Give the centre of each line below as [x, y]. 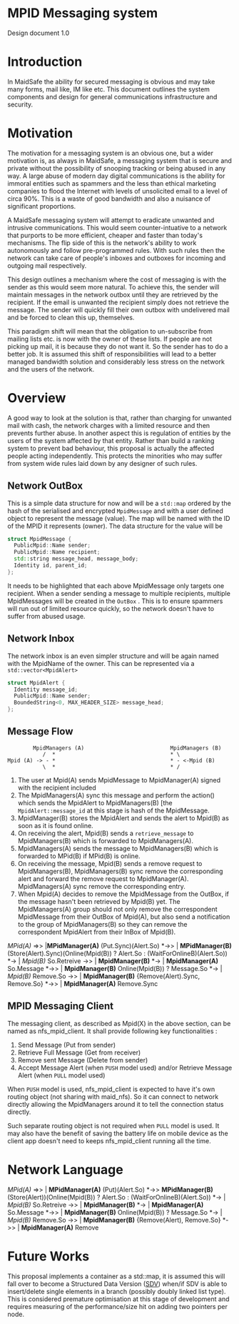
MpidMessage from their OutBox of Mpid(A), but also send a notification [124, 917]
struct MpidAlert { [36, 683]
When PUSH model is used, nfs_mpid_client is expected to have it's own [111, 1089]
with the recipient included [57, 787]
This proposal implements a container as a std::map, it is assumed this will [116, 1276]
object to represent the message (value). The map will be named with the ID [119, 518]
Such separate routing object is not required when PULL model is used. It [113, 1125]
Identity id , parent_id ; [51, 566]
